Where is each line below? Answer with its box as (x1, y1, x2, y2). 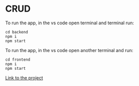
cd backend (5, 29, 28, 34)
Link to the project (5, 74, 43, 81)
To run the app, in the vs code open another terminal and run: (5, 47, 133, 53)
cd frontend (5, 57, 30, 62)
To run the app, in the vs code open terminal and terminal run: (5, 20, 134, 26)
